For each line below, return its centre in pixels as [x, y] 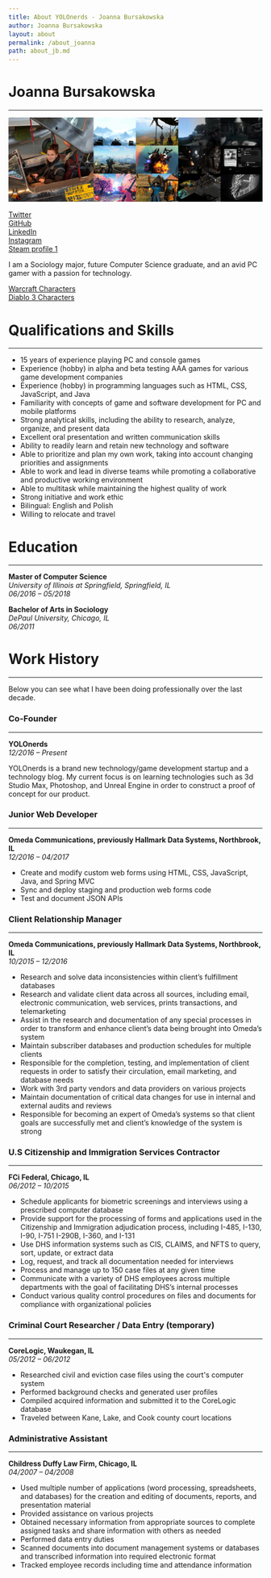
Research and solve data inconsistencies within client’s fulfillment [129, 977]
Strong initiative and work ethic [71, 497]
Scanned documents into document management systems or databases [140, 1548]
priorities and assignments [64, 463]
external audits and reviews [66, 1106]
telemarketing [43, 1012]
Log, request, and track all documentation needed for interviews [127, 1262]
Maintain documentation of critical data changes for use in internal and [138, 1097]
